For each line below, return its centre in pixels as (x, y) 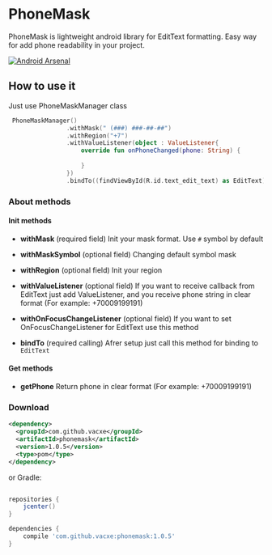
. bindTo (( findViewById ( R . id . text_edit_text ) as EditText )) (168, 180)
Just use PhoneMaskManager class (68, 105)
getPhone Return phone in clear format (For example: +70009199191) (136, 386)
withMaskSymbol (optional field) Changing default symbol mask (128, 254)
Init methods (30, 221)
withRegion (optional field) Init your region (91, 270)
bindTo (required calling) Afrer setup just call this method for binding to (139, 343)
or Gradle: (25, 477)
